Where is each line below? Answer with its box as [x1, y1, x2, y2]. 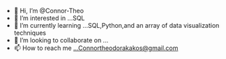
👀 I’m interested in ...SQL [13, 14, 85, 22]
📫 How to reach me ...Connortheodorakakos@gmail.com [13, 44, 179, 52]
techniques [13, 28, 47, 37]
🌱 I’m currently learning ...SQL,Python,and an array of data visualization [13, 22, 220, 29]
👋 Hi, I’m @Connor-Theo [13, 7, 84, 15]
